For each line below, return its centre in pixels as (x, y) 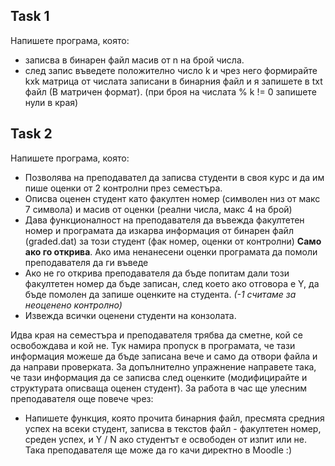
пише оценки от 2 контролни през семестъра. (123, 188)
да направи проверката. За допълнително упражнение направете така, (163, 366)
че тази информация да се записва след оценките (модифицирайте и (159, 377)
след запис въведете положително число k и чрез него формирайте (171, 70)
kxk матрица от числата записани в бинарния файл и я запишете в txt (173, 81)
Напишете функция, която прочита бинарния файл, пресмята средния (174, 418)
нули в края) (51, 102)
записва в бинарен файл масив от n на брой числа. (134, 60)
